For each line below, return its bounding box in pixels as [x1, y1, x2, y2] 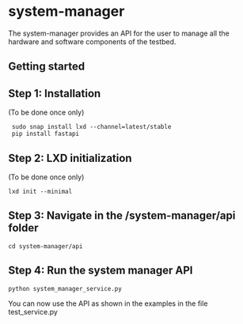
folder [8, 221, 39, 235]
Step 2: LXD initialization [8, 151, 132, 164]
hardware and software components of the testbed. [8, 36, 177, 46]
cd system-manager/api [8, 242, 83, 251]
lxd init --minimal [8, 187, 73, 195]
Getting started [8, 60, 85, 73]
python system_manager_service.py [8, 284, 123, 292]
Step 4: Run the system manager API [8, 264, 193, 277]
